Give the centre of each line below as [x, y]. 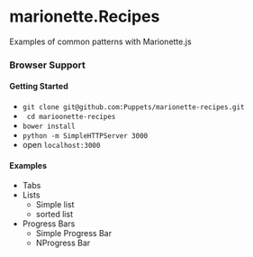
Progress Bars [49, 224]
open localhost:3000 [61, 145]
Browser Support [47, 65]
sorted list [54, 215]
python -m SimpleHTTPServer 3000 [85, 136]
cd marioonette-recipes [71, 117]
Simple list [55, 205]
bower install [49, 127]
